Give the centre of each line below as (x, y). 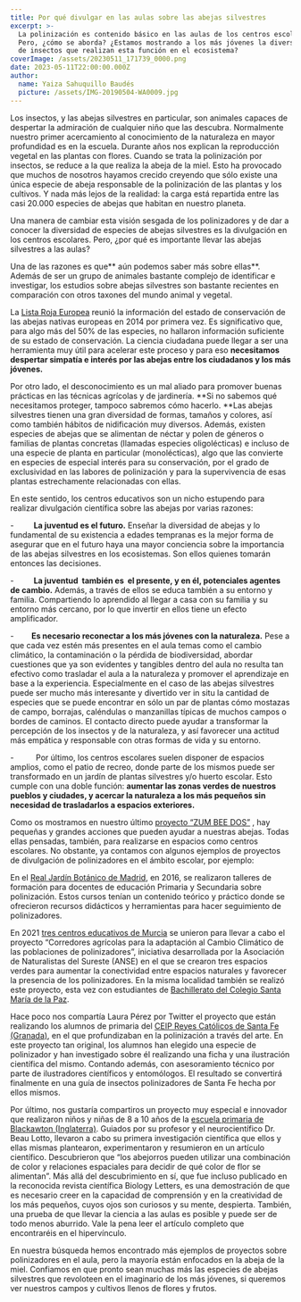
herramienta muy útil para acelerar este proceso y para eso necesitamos (145, 350)
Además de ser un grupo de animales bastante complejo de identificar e (143, 275)
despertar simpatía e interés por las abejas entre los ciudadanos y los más (150, 359)
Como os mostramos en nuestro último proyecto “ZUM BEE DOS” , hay (140, 822)
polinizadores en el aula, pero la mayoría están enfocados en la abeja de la (147, 1259)
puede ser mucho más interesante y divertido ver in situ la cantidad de (140, 692)
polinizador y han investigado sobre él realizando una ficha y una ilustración (150, 1054)
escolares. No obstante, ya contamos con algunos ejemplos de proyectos (145, 850)
